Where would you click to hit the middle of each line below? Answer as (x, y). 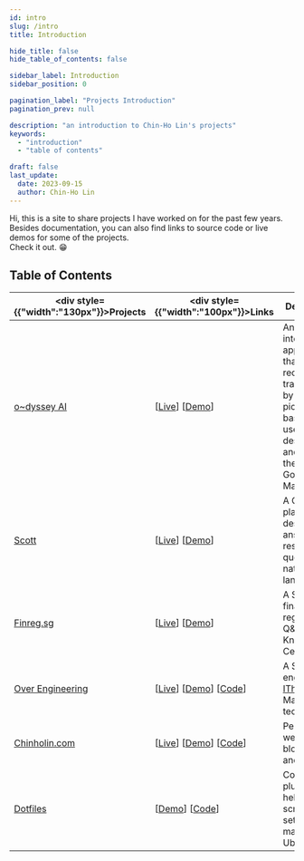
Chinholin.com (44, 743)
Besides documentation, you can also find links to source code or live (139, 227)
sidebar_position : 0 (48, 84)
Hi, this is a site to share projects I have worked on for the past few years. (146, 218)
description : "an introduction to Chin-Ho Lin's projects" (123, 125)
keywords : (28, 134)
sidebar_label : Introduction (64, 76)
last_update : (34, 176)
